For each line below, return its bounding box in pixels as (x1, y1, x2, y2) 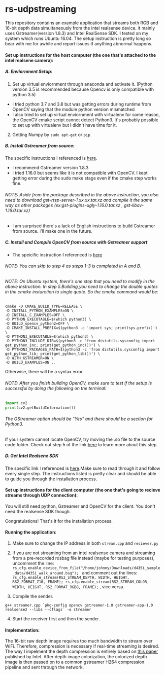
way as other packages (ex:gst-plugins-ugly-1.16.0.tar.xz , (5, 202, 123, 208)
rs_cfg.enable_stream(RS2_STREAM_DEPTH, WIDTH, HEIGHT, (12, 575, 130, 580)
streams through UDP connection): (5, 492, 78, 498)
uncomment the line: (12, 560, 54, 566)
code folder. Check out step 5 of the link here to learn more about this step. (5, 441, 158, 447)
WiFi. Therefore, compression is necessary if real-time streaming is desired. (5, 643, 159, 649)
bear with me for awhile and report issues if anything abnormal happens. (5, 40, 153, 46)
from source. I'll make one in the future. (12, 228, 93, 234)
